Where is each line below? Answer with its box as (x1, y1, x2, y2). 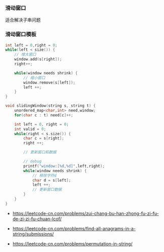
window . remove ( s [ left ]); (23, 80, 76, 85)
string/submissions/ (12, 231, 54, 237)
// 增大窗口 (14, 52, 36, 57)
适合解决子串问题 (5, 17, 41, 23)
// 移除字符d (32, 173, 57, 178)
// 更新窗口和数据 (23, 150, 57, 155)
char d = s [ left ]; (32, 178, 71, 183)
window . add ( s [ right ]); (14, 57, 62, 62)
